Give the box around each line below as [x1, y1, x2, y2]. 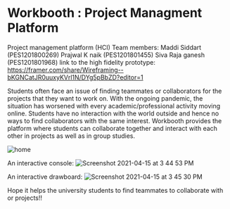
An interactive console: [7, 158, 74, 167]
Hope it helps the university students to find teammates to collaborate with [7, 186, 224, 194]
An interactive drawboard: [7, 172, 83, 181]
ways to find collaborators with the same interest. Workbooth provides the [7, 116, 222, 125]
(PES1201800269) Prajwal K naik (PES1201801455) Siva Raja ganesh [7, 51, 205, 59]
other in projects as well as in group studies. [7, 132, 136, 140]
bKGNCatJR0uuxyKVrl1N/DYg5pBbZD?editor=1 [7, 72, 143, 82]
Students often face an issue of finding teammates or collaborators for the [7, 87, 222, 95]
